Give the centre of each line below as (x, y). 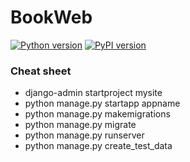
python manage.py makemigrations (97, 114)
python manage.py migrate (80, 125)
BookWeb (51, 17)
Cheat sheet (41, 71)
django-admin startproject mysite (93, 93)
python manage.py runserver (84, 135)
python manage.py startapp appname (102, 103)
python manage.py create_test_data (98, 146)
